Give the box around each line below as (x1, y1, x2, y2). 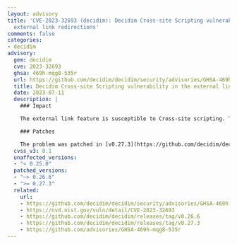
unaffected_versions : (13, 153, 78, 161)
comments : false (7, 30, 55, 37)
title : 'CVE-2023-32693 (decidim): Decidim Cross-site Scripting (7, 17, 203, 24)
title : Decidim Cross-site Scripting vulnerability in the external (13, 83, 219, 90)
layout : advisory (7, 10, 59, 18)
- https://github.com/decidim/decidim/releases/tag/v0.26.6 (20, 213, 200, 220)
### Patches (20, 128, 55, 135)
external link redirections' (13, 23, 99, 30)
